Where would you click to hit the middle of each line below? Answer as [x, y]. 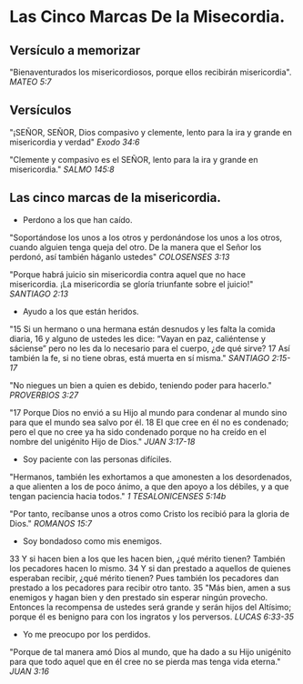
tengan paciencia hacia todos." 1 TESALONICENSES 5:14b [118, 496]
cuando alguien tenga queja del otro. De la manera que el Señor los [136, 246]
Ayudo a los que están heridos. [81, 311]
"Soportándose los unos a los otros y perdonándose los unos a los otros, [146, 237]
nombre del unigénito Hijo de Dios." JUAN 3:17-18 [102, 441]
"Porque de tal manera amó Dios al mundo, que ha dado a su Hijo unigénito [150, 651]
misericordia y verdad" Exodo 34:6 [75, 142]
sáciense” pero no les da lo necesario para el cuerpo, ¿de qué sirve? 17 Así [150, 348]
